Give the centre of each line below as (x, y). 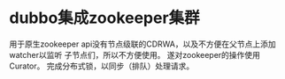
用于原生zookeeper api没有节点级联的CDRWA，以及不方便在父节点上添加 (142, 44)
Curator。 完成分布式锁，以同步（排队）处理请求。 (102, 66)
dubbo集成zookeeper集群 (105, 18)
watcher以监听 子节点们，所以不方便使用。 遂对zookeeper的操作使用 (135, 54)
